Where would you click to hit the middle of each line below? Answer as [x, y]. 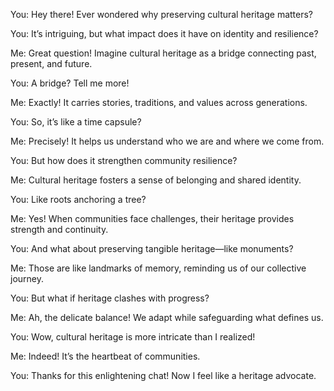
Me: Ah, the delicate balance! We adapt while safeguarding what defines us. [167, 317]
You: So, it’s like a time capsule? [76, 122]
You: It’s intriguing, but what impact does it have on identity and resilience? [164, 33]
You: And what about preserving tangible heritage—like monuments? [152, 248]
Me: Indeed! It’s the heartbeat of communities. [105, 356]
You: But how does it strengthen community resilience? [124, 160]
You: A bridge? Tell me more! [70, 83]
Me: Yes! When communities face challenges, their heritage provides [152, 218]
